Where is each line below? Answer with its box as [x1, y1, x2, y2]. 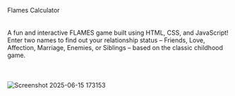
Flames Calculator [7, 6, 60, 14]
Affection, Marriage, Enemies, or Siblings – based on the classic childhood [7, 44, 224, 52]
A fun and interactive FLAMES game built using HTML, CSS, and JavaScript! [7, 28, 229, 37]
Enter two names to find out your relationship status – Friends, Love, [7, 36, 206, 44]
